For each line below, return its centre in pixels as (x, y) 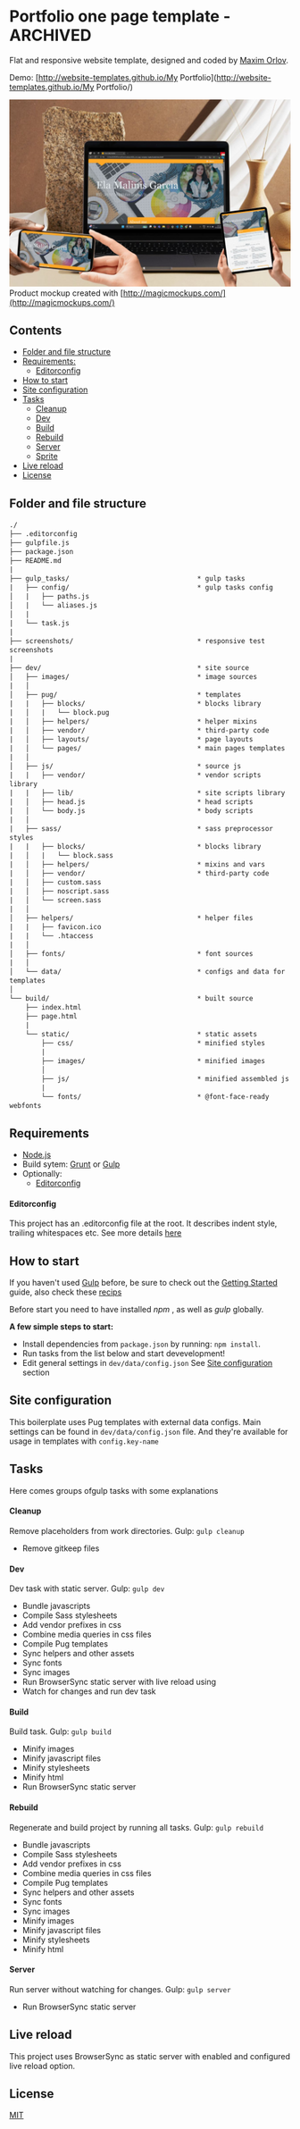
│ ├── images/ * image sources (133, 677)
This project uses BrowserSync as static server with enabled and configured (150, 2056)
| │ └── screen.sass (55, 901)
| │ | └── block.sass (62, 856)
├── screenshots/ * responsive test (137, 641)
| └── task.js (39, 624)
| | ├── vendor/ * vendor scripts (135, 775)
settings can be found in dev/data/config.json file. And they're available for (149, 1431)
